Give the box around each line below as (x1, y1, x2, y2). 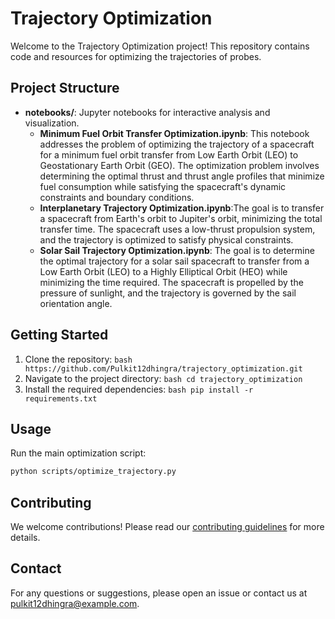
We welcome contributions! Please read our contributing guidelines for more (10, 521, 325, 533)
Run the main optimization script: (10, 447, 147, 459)
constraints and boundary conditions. (39, 191, 195, 203)
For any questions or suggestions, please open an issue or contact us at (10, 587, 308, 599)
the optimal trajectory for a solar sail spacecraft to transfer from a (39, 255, 310, 267)
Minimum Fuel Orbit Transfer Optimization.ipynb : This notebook (39, 127, 310, 139)
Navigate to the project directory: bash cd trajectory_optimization (24, 372, 303, 384)
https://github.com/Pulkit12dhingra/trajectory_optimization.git (24, 363, 303, 374)
